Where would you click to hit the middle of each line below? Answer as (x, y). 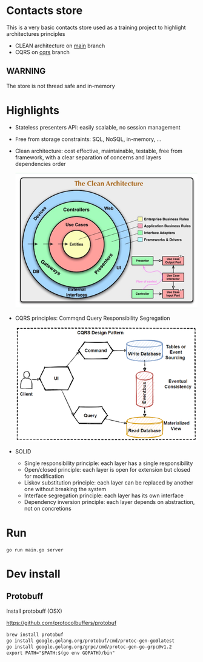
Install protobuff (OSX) (34, 611)
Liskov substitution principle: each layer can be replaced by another (109, 482)
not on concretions (48, 508)
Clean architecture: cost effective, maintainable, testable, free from (99, 151)
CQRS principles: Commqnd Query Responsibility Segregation (92, 318)
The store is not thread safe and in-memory (61, 86)
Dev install (33, 574)
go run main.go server (35, 550)
